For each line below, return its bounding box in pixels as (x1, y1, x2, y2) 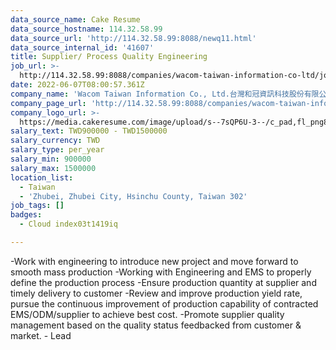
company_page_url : (10, 98, 87, 108)
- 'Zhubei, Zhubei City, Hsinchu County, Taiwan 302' (19, 191, 248, 201)
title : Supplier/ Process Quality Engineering (10, 52, 208, 62)
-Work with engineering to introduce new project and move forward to (10, 255, 299, 267)
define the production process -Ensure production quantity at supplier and (10, 276, 317, 288)
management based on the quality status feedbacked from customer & (10, 319, 302, 331)
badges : (10, 210, 43, 220)
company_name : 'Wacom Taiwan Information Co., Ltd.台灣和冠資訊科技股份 (10, 89, 305, 99)
